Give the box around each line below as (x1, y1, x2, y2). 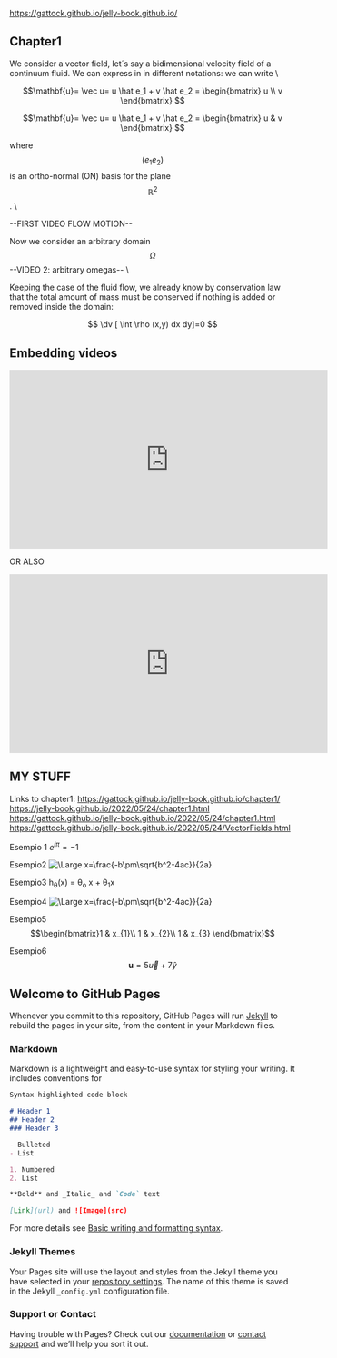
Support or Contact (9, 1308, 97, 1321)
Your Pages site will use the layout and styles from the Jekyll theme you (9, 1266, 279, 1277)
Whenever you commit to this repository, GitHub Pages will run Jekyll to (9, 1010, 279, 1021)
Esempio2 (9, 858, 47, 870)
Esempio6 (9, 946, 47, 957)
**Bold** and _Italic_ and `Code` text (9, 1190, 161, 1199)
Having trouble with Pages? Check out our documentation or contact (9, 1328, 266, 1339)
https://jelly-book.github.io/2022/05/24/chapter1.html (9, 803, 211, 814)
